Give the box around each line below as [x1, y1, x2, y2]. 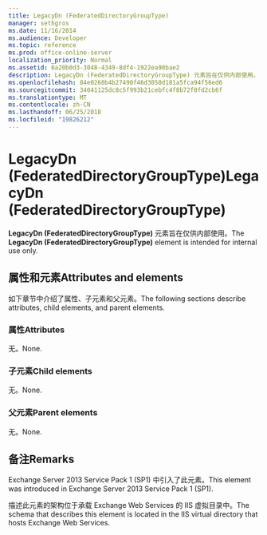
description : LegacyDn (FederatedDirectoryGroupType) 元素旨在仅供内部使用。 [8, 71, 260, 79]
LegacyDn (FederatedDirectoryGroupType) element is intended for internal [8, 237, 257, 247]
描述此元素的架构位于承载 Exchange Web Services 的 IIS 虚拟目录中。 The [8, 501, 249, 510]
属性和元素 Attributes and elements [8, 271, 183, 284]
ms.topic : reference [8, 42, 77, 50]
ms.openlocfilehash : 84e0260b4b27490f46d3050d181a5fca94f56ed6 [8, 78, 223, 86]
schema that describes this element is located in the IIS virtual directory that [8, 509, 258, 519]
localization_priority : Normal [8, 57, 112, 65]
